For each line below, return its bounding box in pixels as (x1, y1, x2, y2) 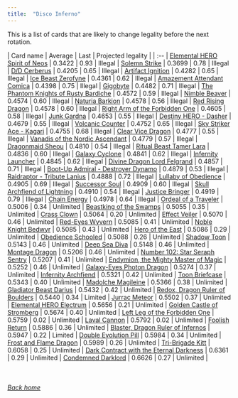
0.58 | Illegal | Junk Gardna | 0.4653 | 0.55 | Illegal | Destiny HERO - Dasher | (7, 112, 232, 120)
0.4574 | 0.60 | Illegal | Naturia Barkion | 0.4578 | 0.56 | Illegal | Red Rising (7, 97, 225, 105)
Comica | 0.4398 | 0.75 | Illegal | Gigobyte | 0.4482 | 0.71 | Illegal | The (7, 81, 213, 90)
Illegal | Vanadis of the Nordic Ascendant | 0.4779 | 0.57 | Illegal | (7, 134, 198, 143)
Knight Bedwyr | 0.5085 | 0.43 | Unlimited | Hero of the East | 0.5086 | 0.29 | (7, 225, 231, 233)
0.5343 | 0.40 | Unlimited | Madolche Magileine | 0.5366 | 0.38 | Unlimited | (7, 278, 227, 286)
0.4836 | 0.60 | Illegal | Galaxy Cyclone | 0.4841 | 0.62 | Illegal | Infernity (7, 149, 218, 158)
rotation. (7, 37, 32, 46)
